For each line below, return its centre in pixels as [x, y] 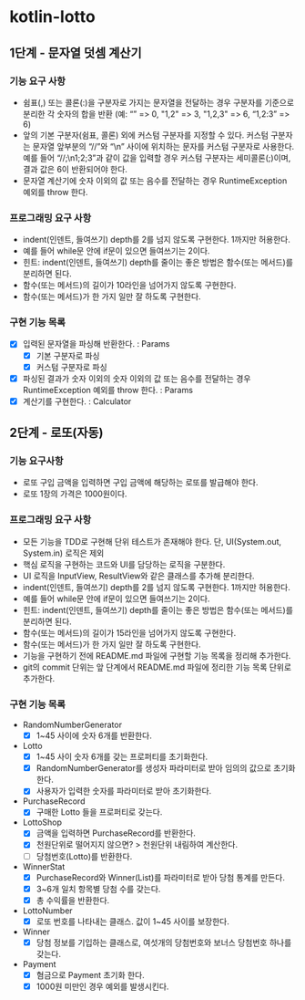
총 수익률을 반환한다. [73, 900]
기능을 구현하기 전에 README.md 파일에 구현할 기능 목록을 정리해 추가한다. [157, 655]
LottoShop [42, 822]
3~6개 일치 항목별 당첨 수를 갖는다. [98, 889]
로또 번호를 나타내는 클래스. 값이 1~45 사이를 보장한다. [132, 921]
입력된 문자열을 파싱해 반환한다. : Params [96, 344]
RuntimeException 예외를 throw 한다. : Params [108, 390]
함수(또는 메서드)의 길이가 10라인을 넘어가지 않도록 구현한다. [129, 286]
